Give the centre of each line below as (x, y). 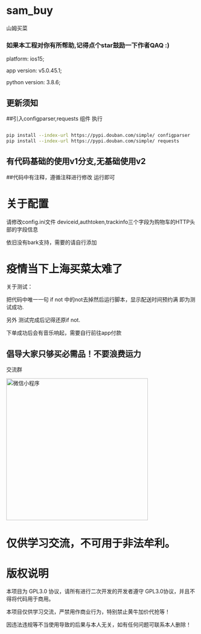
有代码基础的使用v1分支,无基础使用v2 (76, 161)
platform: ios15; (25, 59)
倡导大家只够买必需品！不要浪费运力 (74, 354)
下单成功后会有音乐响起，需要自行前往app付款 (64, 333)
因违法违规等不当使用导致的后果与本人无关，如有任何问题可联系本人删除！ (99, 625)
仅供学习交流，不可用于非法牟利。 (91, 543)
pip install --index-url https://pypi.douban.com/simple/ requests (93, 141)
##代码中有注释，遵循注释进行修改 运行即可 (61, 177)
